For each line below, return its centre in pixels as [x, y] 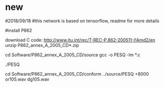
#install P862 [19, 30]
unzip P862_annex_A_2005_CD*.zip [42, 45]
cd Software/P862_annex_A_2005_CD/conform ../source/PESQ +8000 [77, 74]
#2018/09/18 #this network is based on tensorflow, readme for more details [82, 21]
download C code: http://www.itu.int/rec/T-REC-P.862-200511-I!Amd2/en [80, 40]
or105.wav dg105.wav [27, 79]
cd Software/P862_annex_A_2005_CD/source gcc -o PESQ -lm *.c [73, 55]
